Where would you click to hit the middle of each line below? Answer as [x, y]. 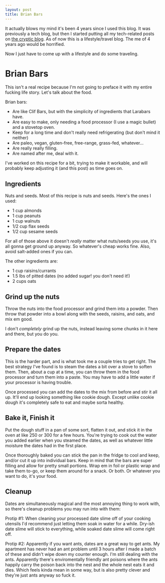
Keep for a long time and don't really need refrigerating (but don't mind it [86, 133]
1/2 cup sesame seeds [35, 232]
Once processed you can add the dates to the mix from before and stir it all [81, 392]
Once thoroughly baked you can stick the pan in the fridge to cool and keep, [82, 455]
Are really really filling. [35, 148]
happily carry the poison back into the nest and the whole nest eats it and [80, 564]
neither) [20, 138]
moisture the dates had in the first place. [46, 445]
